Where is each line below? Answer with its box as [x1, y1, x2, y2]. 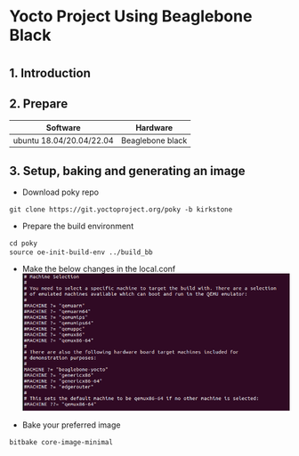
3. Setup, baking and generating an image [9, 163, 246, 179]
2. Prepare [9, 96, 69, 111]
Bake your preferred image [21, 420, 121, 430]
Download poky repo [21, 187, 100, 197]
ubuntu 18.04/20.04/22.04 [12, 135, 114, 146]
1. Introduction [9, 66, 91, 81]
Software [45, 122, 82, 132]
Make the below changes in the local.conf [21, 264, 176, 275]
